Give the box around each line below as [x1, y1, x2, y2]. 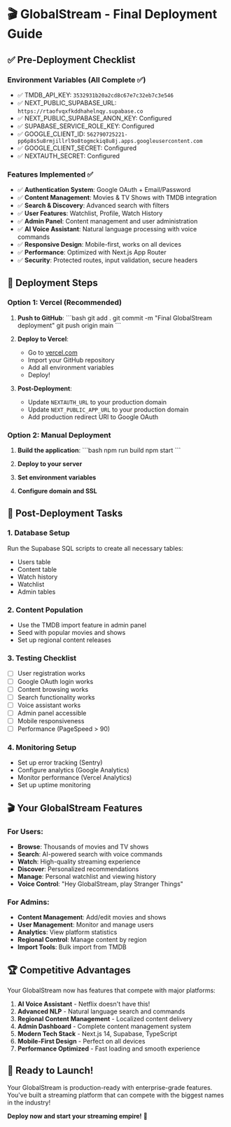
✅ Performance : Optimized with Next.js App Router [17, 248, 167, 257]
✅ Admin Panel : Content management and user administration [17, 217, 198, 226]
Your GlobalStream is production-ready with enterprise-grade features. [7, 1083, 213, 1091]
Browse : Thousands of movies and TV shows [17, 842, 149, 851]
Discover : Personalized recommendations [17, 864, 139, 873]
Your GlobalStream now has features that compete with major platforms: [7, 986, 216, 995]
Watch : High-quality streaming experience [17, 857, 141, 866]
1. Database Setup [7, 528, 70, 538]
